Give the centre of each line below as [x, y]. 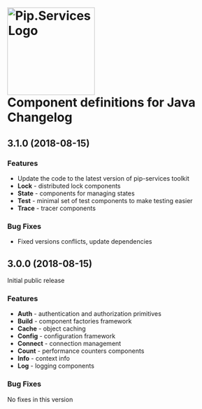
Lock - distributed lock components [69, 186]
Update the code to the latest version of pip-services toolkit [103, 178]
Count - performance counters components [81, 351]
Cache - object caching [51, 328]
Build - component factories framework [74, 321]
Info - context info [43, 359]
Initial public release [36, 280]
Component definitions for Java [101, 103]
